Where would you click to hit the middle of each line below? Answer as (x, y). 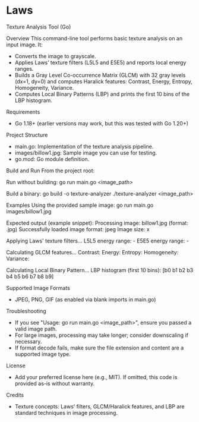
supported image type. (43, 354)
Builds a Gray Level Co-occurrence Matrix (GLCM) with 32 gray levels (100, 75)
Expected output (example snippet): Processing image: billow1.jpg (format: (97, 223)
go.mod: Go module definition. (52, 159)
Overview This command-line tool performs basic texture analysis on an (94, 38)
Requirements (23, 112)
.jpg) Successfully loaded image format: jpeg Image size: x (78, 229)
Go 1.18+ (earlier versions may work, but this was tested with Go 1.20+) (102, 123)
